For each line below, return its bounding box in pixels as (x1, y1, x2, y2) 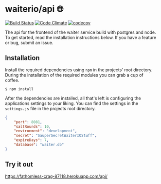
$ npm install (5, 86, 34, 91)
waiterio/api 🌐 (5, 3, 64, 15)
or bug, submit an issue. (5, 40, 54, 45)
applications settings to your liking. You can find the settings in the (5, 100, 139, 106)
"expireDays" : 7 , (14, 138, 49, 143)
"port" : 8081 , (14, 120, 42, 124)
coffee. (5, 77, 19, 83)
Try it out (5, 160, 33, 169)
